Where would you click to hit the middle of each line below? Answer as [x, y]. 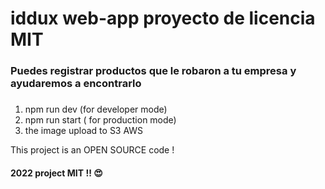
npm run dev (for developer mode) [96, 109]
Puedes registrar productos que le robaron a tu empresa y [153, 71]
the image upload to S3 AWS [84, 131]
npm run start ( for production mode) [100, 120]
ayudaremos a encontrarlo [76, 84]
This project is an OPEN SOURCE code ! [92, 150]
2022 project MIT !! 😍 [56, 173]
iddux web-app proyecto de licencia [163, 18]
